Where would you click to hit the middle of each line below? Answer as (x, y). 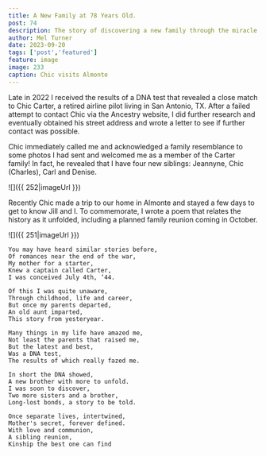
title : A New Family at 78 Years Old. (72, 15)
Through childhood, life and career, (71, 298)
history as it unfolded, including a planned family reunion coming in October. (133, 219)
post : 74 (23, 23)
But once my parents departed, (60, 305)
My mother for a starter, (51, 263)
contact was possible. (44, 131)
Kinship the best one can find (60, 444)
